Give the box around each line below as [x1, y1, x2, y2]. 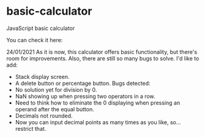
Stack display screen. [15, 73, 70, 80]
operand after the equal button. [15, 105, 94, 113]
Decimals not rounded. [15, 112, 73, 119]
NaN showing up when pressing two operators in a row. [15, 92, 155, 100]
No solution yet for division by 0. [15, 86, 97, 93]
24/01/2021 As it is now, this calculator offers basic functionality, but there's [6, 48, 198, 56]
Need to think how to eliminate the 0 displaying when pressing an [15, 99, 181, 106]
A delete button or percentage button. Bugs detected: [15, 80, 151, 87]
